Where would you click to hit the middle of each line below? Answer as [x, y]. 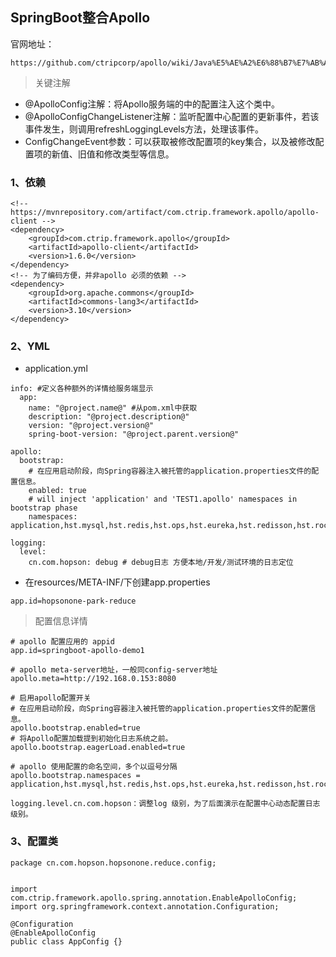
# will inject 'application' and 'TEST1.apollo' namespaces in [163, 499]
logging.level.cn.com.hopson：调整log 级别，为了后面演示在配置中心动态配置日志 [165, 804]
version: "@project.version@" [91, 426]
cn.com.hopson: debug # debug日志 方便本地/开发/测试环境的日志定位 [161, 563]
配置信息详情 [61, 621]
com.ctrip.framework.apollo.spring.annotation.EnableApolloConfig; [154, 898]
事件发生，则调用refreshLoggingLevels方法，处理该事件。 [144, 129]
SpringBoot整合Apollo [80, 18]
